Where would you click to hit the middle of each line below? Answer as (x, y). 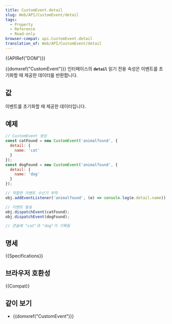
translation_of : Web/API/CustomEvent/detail (53, 44)
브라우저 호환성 (28, 273)
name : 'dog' (27, 174)
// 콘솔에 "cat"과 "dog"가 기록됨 (38, 226)
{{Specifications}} (24, 256)
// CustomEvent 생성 (26, 136)
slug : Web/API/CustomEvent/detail (42, 15)
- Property (21, 24)
